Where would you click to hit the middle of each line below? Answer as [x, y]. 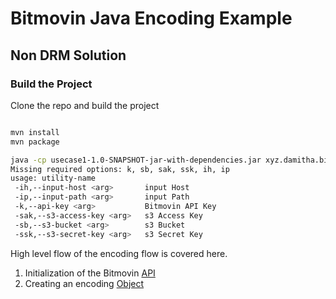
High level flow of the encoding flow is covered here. [119, 253]
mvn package [35, 142]
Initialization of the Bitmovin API [90, 273]
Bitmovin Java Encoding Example [151, 18]
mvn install [35, 132]
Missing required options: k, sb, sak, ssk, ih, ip [120, 169]
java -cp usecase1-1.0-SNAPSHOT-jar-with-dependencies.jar [136, 160]
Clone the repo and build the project [85, 105]
